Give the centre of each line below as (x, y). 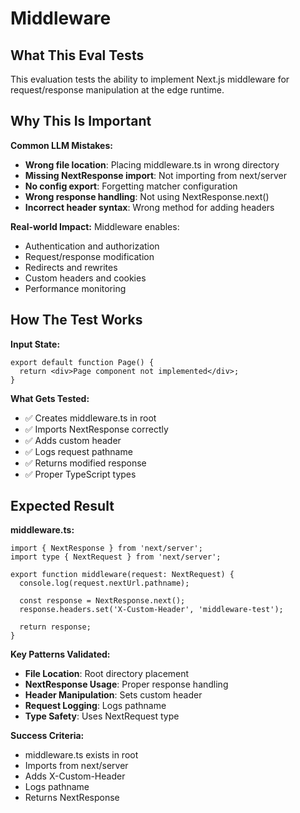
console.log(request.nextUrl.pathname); (104, 583)
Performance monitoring (75, 288)
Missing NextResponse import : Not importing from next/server (155, 175)
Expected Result (62, 506)
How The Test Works (76, 320)
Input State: (35, 344)
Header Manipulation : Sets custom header (113, 695)
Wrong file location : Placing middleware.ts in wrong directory (152, 164)
